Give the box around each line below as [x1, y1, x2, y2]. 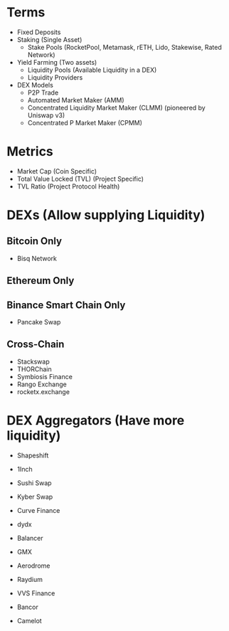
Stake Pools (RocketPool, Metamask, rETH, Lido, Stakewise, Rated [27, 43, 222, 51]
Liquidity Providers [27, 73, 83, 82]
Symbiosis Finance [16, 372, 73, 381]
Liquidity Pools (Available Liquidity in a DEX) [27, 65, 157, 74]
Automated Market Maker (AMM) [27, 95, 125, 104]
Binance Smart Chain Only [6, 299, 126, 311]
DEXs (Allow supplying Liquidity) [6, 207, 206, 223]
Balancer [16, 534, 43, 542]
